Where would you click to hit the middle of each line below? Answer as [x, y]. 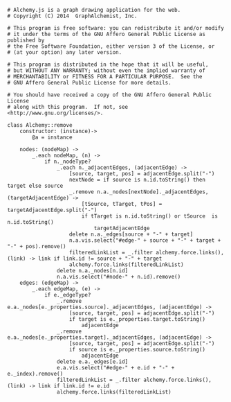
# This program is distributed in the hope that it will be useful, [108, 64]
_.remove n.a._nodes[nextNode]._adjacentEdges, [139, 192]
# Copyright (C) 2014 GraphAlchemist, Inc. [72, 16]
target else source [35, 186]
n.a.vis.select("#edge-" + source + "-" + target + [145, 241]
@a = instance [52, 137]
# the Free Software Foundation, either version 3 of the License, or [111, 46]
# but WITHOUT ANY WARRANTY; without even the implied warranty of [107, 71]
